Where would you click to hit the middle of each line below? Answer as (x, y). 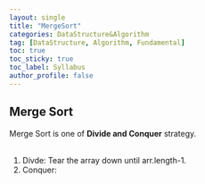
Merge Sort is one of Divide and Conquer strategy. (103, 133)
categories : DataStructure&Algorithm (79, 34)
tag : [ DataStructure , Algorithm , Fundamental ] (97, 42)
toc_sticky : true (41, 59)
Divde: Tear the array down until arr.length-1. (104, 160)
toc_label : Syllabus (48, 68)
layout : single (37, 17)
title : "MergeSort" (45, 26)
